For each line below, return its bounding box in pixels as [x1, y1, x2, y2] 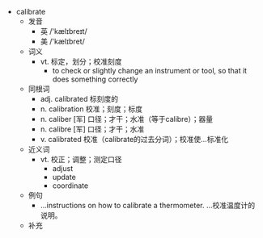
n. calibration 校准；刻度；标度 [40, 104, 143, 114]
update [52, 173, 77, 182]
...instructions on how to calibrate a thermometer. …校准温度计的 [40, 201, 256, 210]
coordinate [52, 181, 89, 190]
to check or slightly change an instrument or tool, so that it [52, 66, 248, 75]
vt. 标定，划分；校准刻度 [40, 56, 123, 66]
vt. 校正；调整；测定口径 [40, 155, 123, 164]
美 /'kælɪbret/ [40, 36, 85, 46]
